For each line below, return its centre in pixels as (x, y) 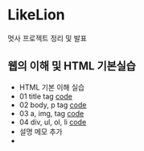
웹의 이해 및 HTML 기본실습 (72, 66)
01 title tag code (46, 96)
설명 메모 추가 (41, 132)
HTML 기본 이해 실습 (52, 87)
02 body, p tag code (53, 105)
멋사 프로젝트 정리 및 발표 (47, 38)
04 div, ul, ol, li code (53, 122)
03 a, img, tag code (51, 113)
